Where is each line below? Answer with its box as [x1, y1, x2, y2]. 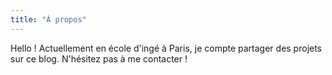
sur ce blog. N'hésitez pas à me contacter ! [10, 52, 188, 65]
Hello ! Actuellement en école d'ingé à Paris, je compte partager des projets [10, 42, 323, 54]
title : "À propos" [10, 14, 87, 25]
